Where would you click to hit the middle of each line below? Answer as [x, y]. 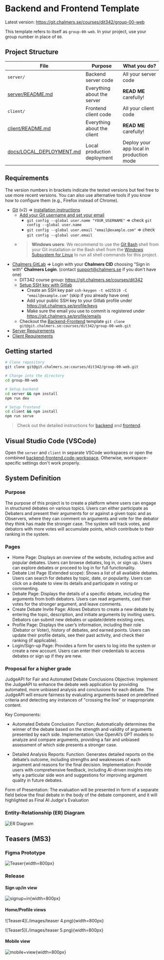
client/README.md [29, 128]
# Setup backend [21, 389]
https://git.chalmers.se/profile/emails [64, 316]
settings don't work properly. [51, 463]
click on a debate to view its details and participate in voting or [75, 583]
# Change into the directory [35, 376]
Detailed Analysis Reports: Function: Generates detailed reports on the [83, 754]
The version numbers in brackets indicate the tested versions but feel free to [82, 190]
